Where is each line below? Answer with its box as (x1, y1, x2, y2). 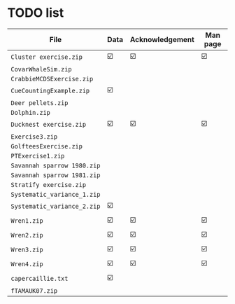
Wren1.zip (10, 217, 43, 225)
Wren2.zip (10, 231, 43, 240)
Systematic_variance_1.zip (10, 191, 101, 198)
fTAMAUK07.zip (10, 286, 58, 295)
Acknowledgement (129, 34, 194, 44)
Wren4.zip (10, 261, 43, 268)
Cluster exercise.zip (10, 53, 83, 61)
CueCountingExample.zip (10, 87, 90, 95)
